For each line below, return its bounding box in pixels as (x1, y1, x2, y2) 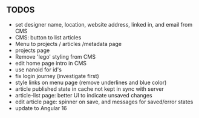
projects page (15, 47, 50, 54)
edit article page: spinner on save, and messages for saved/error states (15, 98, 194, 105)
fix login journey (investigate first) (15, 72, 100, 79)
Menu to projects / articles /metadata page (15, 40, 122, 47)
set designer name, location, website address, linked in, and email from (15, 21, 192, 28)
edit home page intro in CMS (15, 59, 86, 67)
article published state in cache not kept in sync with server (15, 85, 165, 93)
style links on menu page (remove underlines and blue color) (15, 79, 167, 86)
